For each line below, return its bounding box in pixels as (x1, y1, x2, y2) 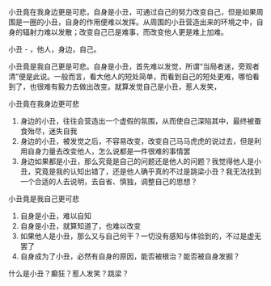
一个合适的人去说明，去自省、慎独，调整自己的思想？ (19, 177, 198, 186)
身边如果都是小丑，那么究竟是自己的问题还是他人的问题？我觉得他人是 (19, 157, 255, 166)
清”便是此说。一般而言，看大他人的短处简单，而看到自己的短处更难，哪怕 (8, 72, 253, 81)
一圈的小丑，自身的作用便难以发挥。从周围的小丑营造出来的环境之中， (22, 17, 256, 27)
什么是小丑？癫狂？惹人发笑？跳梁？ (8, 269, 129, 278)
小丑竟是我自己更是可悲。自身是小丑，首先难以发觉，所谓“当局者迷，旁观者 (8, 61, 260, 71)
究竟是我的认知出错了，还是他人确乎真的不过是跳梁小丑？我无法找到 (34, 166, 261, 176)
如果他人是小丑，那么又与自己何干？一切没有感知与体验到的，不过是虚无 (19, 231, 261, 241)
